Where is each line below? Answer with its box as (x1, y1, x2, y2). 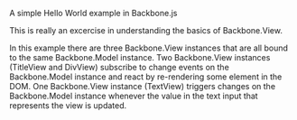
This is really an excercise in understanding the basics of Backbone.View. (9, 25, 283, 35)
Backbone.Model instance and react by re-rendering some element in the (9, 71, 283, 82)
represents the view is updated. (9, 100, 127, 111)
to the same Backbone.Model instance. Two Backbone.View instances (9, 52, 271, 62)
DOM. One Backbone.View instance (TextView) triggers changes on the (9, 81, 276, 91)
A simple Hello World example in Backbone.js (9, 8, 178, 18)
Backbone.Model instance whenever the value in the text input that (9, 90, 259, 101)
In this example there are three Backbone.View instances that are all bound (9, 42, 289, 53)
